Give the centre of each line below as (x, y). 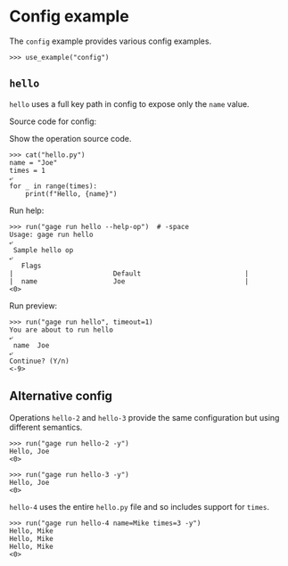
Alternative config (61, 396)
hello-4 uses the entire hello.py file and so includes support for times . (140, 506)
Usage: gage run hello (51, 234)
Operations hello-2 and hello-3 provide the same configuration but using (144, 417)
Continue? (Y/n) (39, 361)
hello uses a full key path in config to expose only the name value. (129, 103)
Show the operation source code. (70, 138)
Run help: (27, 210)
